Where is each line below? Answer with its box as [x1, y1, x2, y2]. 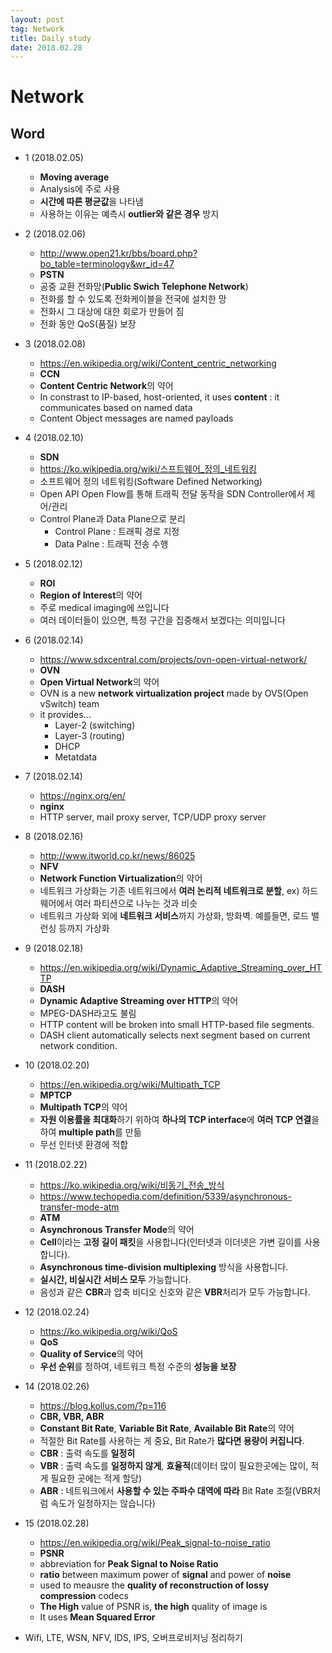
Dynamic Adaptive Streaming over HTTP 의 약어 [39, 995, 239, 1007]
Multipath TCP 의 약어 [39, 1101, 128, 1113]
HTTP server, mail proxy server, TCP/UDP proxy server [39, 811, 267, 823]
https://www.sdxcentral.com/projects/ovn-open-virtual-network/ [39, 654, 308, 666]
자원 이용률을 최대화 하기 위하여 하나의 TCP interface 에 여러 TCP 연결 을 [39, 1114, 320, 1126]
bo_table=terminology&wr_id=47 [39, 258, 175, 270]
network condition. [39, 1040, 118, 1052]
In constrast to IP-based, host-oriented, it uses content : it [39, 391, 280, 403]
